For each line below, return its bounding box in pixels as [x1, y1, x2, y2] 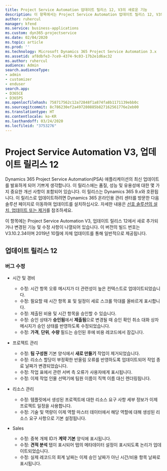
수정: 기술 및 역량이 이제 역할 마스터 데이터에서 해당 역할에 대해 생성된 [19, 409, 155, 415]
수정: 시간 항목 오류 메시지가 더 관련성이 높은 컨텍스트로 [19, 285, 128, 292]
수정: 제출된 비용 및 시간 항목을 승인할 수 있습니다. [19, 310, 117, 317]
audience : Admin [5, 63, 39, 68]
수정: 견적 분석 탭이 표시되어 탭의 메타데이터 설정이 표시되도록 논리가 [19, 442, 153, 448]
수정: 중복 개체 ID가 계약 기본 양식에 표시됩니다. [19, 436, 112, 442]
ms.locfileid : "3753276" [5, 123, 57, 128]
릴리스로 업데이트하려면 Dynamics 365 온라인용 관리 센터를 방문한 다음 [20, 195, 159, 201]
